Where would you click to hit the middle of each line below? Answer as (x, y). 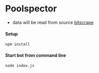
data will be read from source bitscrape (53, 22)
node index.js (20, 66)
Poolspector (31, 9)
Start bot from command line (36, 55)
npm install (17, 44)
